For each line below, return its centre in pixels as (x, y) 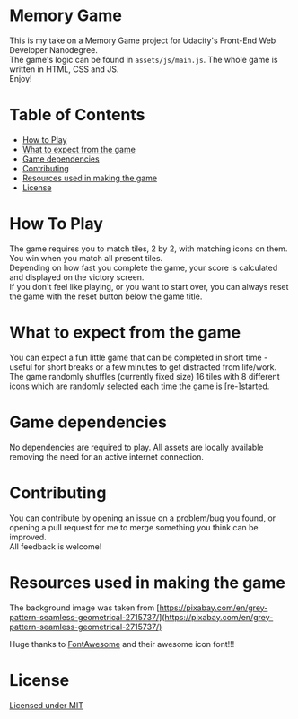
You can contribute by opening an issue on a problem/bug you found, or (143, 518)
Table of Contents (77, 115)
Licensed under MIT (46, 705)
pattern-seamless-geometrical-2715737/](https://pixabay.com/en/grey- (141, 617)
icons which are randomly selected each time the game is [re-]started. (140, 386)
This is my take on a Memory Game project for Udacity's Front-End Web (143, 40)
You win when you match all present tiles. (86, 258)
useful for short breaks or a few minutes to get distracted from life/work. (143, 367)
